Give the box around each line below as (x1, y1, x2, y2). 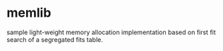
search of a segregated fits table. (6, 35, 104, 43)
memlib (6, 5, 52, 21)
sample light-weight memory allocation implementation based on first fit (6, 28, 216, 36)
